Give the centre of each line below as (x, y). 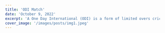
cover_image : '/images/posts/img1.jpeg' (47, 23)
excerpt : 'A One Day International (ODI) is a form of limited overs (78, 18)
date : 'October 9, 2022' (30, 14)
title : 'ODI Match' (25, 9)
